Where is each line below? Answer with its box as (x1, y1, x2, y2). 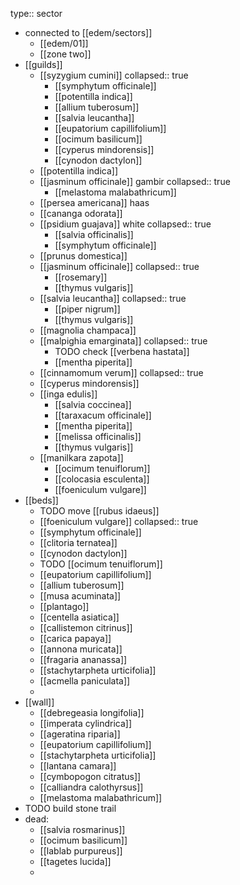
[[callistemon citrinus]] (39, 622, 133, 633)
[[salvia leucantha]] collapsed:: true (39, 293, 187, 304)
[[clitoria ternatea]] (39, 537, 118, 548)
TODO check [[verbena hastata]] (54, 346, 190, 357)
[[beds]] (24, 494, 59, 506)
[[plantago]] (39, 601, 90, 612)
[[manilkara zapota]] (39, 452, 124, 463)
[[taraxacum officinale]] (54, 409, 152, 421)
